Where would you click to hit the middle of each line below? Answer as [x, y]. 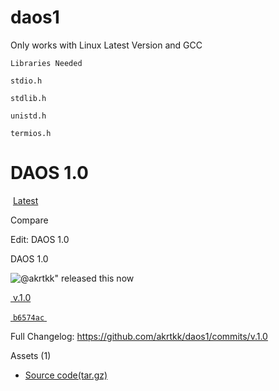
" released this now [94, 278]
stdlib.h [28, 98]
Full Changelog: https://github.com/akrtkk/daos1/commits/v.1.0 [139, 336]
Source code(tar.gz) [66, 375]
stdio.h [26, 81]
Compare [29, 220]
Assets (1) [31, 355]
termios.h [31, 133]
